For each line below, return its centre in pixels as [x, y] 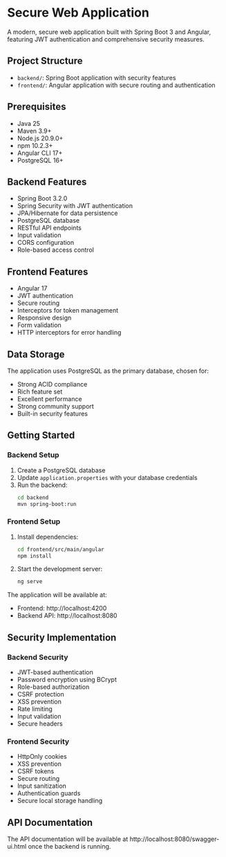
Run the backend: [42, 485]
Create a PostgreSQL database [61, 470]
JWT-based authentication [55, 672]
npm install [34, 556]
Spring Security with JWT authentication [75, 206]
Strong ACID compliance [52, 384]
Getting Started [41, 435]
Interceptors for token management [68, 311]
